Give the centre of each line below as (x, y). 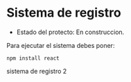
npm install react (33, 58)
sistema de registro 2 (37, 71)
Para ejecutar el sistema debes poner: (61, 45)
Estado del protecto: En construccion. (70, 32)
